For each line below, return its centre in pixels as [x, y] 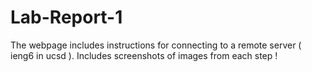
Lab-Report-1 [66, 17]
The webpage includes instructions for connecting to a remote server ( [156, 45]
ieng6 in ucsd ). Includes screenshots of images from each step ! [144, 55]
